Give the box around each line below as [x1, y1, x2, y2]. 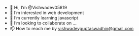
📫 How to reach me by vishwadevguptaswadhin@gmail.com [9, 26, 134, 31]
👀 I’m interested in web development [9, 10, 84, 16]
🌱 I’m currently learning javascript [9, 15, 78, 20]
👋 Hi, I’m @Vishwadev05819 [9, 5, 68, 10]
